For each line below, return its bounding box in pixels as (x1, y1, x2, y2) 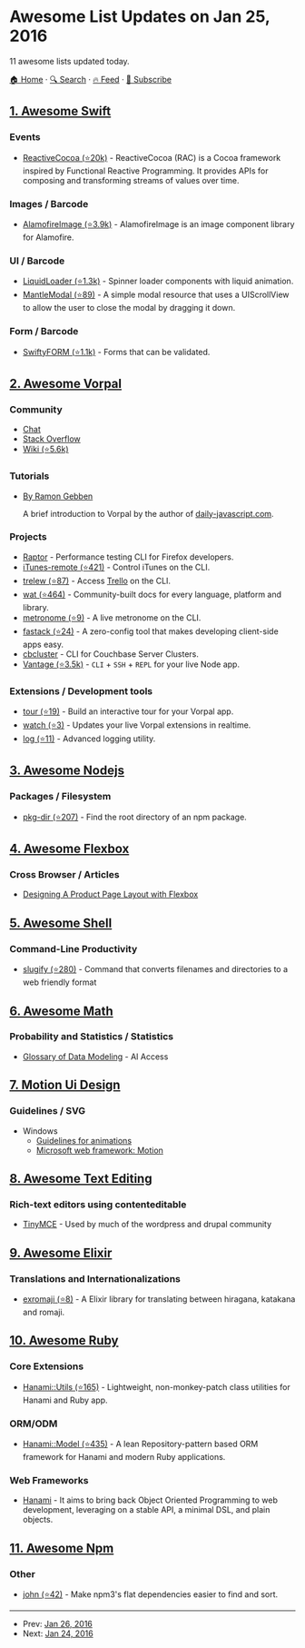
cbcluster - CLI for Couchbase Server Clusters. (22, 648, 200, 660)
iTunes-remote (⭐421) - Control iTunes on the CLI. (22, 561, 211, 572)
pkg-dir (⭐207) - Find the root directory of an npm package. (22, 811, 247, 822)
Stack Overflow (22, 433, 82, 444)
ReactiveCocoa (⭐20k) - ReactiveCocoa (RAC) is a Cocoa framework (22, 152, 281, 163)
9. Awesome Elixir (9, 1245, 113, 1260)
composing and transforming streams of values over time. (22, 174, 240, 185)
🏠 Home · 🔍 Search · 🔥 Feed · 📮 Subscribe (9, 74, 172, 84)
